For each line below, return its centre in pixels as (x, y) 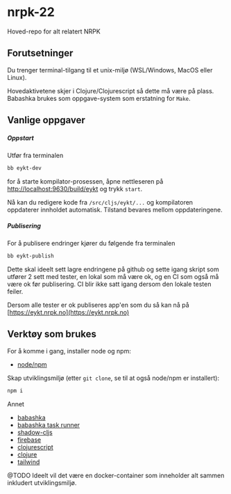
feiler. (15, 291)
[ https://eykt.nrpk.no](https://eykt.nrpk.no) (68, 312)
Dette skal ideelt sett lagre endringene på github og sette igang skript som (113, 269)
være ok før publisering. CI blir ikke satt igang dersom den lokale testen (109, 284)
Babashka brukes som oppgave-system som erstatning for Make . (99, 98)
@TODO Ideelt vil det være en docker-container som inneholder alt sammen (116, 475)
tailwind (28, 462)
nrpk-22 (31, 12)
